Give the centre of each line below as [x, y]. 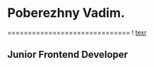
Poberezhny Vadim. [66, 13]
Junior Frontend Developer [68, 55]
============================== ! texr [77, 32]
